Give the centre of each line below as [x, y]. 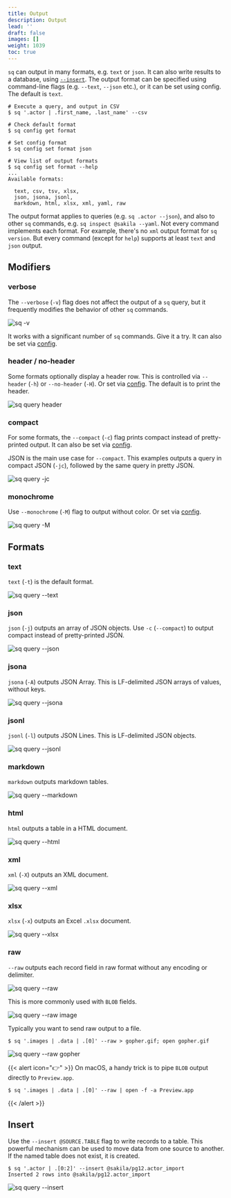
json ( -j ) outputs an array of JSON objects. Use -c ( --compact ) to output [111, 628]
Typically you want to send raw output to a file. [74, 1028]
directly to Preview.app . [41, 1077]
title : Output [28, 13]
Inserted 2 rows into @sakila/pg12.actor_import [79, 1175]
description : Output [38, 20]
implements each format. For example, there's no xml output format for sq [112, 231]
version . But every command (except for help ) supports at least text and [112, 238]
